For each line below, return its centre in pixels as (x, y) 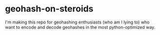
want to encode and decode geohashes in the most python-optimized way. (80, 27)
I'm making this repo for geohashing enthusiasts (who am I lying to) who (77, 22)
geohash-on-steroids (49, 9)
